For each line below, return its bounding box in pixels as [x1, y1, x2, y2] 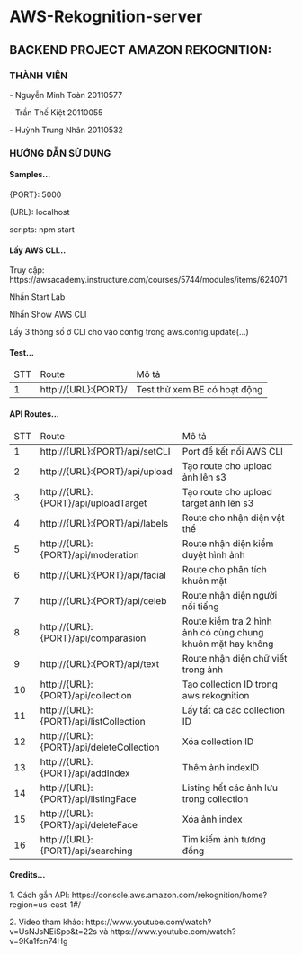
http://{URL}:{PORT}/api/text [40, 657, 160, 670]
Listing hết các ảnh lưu [182, 781, 279, 794]
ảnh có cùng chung [182, 626, 264, 638]
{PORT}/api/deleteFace [40, 818, 138, 831]
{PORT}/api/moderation [40, 548, 139, 561]
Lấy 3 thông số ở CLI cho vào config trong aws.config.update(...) [9, 327, 249, 338]
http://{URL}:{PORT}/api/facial [40, 569, 166, 581]
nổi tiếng [182, 600, 219, 613]
